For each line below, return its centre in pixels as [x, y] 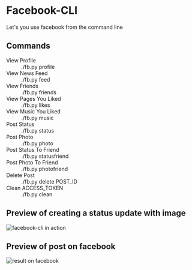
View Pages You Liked [34, 98]
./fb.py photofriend [45, 169]
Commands [28, 46]
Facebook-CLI [42, 10]
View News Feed [27, 73]
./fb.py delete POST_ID [49, 181]
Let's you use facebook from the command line [64, 27]
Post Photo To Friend [32, 162]
